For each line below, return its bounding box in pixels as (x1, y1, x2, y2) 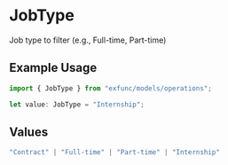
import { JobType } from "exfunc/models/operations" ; (9, 83, 213, 93)
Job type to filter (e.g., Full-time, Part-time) (9, 35, 167, 45)
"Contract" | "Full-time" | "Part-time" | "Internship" (9, 148, 220, 157)
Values (9, 124, 49, 139)
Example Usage (9, 60, 98, 75)
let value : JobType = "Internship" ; (9, 99, 145, 109)
